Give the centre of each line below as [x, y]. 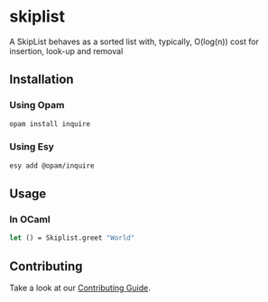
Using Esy [32, 147]
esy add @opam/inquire [52, 165]
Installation [42, 80]
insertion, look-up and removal [66, 50]
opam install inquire [50, 124]
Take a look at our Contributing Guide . [80, 288]
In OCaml [30, 219]
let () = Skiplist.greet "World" [72, 238]
